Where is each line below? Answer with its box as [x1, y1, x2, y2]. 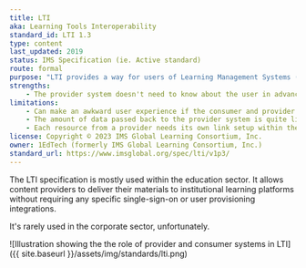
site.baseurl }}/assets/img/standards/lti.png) [21, 248, 189, 259]
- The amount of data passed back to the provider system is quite [25, 115, 287, 124]
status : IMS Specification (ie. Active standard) [9, 56, 202, 65]
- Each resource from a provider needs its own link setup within [25, 124, 283, 133]
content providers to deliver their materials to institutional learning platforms [9, 183, 294, 194]
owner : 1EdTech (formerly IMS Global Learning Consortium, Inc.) [9, 140, 262, 149]
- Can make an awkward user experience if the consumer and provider [25, 107, 296, 116]
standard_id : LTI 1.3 [9, 30, 92, 39]
